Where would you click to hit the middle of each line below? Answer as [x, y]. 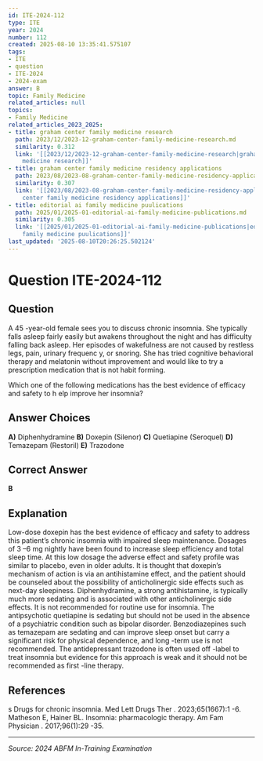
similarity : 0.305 [45, 220]
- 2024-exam [27, 81]
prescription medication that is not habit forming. [87, 370]
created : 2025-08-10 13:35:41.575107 [70, 45]
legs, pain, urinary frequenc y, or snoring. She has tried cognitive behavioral [131, 353]
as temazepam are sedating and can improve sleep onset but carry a [119, 632]
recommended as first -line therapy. [66, 666]
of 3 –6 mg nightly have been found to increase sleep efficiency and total [126, 549]
